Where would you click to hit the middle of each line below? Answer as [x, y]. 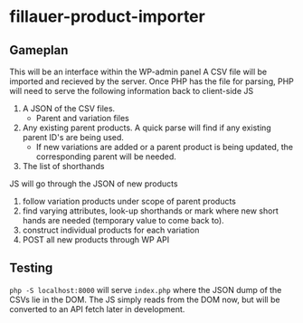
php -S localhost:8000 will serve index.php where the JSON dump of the [146, 290]
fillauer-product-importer [107, 17]
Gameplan [39, 50]
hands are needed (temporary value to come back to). [123, 220]
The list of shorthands [63, 166]
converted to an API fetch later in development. [97, 309]
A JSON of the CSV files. [69, 109]
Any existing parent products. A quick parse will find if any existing [147, 128]
